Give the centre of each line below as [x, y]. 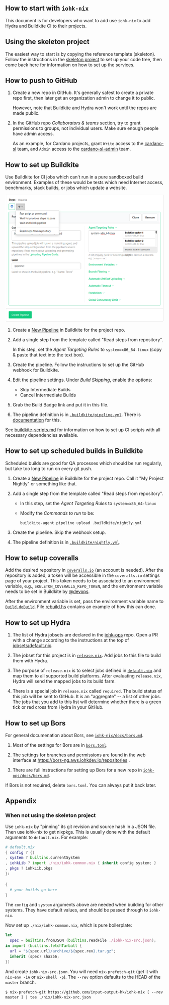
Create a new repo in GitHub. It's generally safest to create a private [83, 93]
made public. [26, 113]
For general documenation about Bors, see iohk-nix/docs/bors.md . [74, 735]
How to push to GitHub [41, 81]
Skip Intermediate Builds [45, 389]
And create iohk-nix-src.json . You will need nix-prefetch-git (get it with [82, 971]
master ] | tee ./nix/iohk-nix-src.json [48, 997]
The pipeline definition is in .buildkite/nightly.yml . [66, 542]
